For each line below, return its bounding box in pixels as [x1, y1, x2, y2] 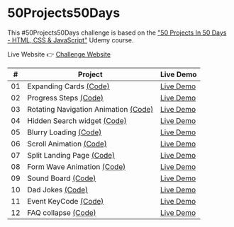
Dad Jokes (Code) [27, 185, 89, 194]
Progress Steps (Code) [27, 93, 104, 103]
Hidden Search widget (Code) [27, 115, 127, 125]
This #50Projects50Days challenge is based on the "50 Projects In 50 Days [7, 28, 227, 37]
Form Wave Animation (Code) [27, 161, 126, 171]
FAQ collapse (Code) [27, 207, 97, 217]
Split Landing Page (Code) [27, 150, 116, 160]
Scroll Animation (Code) [27, 139, 108, 149]
